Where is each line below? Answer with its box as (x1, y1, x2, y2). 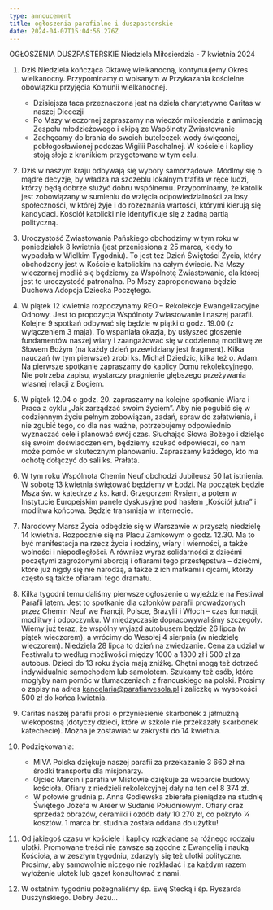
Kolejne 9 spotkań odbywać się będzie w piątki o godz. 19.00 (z (20, 318, 234, 328)
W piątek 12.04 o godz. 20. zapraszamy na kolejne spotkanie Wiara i (20, 395, 250, 405)
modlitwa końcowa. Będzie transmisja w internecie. (20, 505, 193, 515)
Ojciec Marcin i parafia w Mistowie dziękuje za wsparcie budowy (32, 775, 250, 785)
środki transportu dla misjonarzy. (32, 766, 144, 776)
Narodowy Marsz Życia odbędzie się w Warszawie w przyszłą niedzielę (20, 522, 261, 532)
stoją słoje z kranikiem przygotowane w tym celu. (32, 150, 198, 160)
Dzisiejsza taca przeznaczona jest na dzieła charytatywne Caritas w (32, 98, 262, 108)
